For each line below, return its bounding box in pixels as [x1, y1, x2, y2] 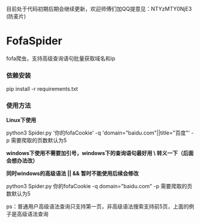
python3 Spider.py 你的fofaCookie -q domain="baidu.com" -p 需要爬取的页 [6, 182, 193, 189]
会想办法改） [6, 157, 38, 164]
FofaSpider [6, 34, 62, 48]
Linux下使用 [6, 116, 37, 123]
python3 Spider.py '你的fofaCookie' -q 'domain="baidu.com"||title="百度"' [6, 129, 190, 136]
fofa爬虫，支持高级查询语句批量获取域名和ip [6, 55, 115, 62]
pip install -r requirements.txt [6, 85, 78, 93]
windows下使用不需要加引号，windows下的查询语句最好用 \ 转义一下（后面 [6, 149, 194, 156]
